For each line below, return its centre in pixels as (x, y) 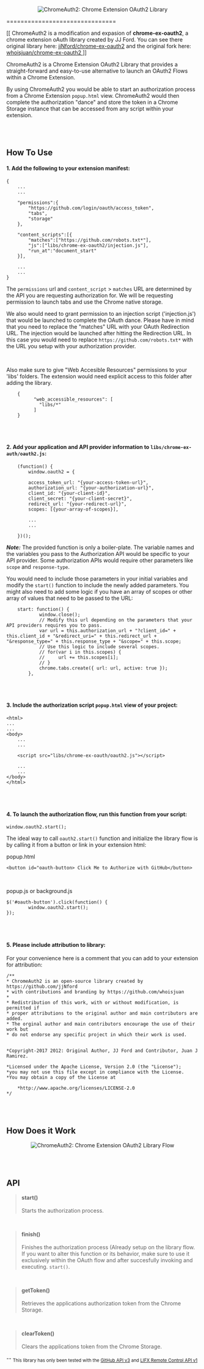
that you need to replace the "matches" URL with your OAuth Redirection (98, 326)
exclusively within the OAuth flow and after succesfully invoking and (107, 1260)
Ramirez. (17, 1056)
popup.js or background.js (39, 891)
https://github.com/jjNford (42, 987)
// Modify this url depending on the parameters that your (115, 620)
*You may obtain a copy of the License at (61, 1078)
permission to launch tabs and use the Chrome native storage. (85, 302)
